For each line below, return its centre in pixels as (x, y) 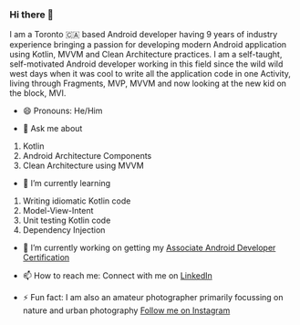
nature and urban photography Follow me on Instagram (126, 310)
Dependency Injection (64, 230)
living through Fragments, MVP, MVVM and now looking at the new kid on (148, 84)
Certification (46, 257)
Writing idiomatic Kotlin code (77, 201)
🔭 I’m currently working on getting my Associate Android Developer (149, 248)
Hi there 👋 (32, 15)
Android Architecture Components (87, 156)
